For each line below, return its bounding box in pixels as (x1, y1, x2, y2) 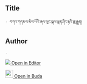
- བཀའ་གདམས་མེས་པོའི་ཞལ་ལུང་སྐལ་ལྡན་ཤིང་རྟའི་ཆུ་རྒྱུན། (5, 19, 82, 24)
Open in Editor (11, 60, 41, 66)
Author (5, 37, 27, 46)
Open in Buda (14, 73, 42, 79)
